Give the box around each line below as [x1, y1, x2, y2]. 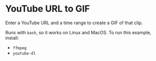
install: [5, 35, 19, 41]
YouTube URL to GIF [5, 3, 90, 15]
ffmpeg [12, 45, 27, 50]
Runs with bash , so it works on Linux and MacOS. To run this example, [5, 29, 151, 35]
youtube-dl [12, 51, 36, 56]
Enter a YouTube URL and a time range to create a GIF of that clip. [5, 20, 143, 26]
